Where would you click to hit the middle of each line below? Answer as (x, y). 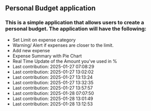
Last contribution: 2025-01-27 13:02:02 (53, 72)
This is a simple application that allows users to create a (75, 23)
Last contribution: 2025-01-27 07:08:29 (53, 66)
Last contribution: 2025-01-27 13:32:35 (53, 82)
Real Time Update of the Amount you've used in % (65, 61)
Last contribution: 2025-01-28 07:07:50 (53, 93)
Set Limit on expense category (44, 40)
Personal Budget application (50, 8)
